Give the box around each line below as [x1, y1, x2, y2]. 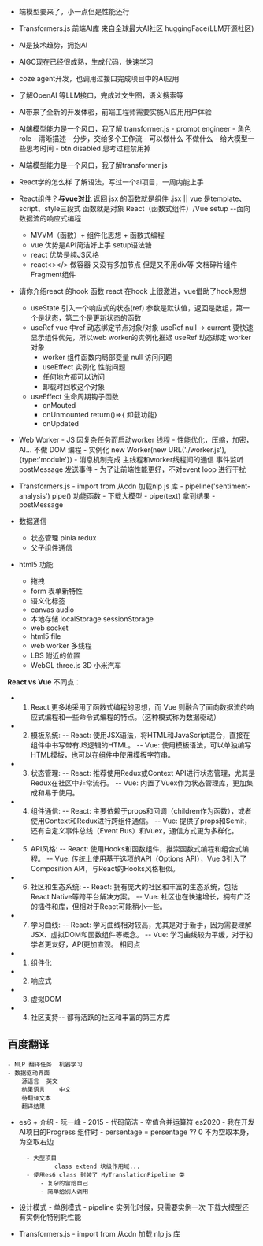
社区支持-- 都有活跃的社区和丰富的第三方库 [30, 1013, 171, 1022]
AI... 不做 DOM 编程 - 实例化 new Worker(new [18, 445, 167, 454]
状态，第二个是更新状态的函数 [44, 313, 142, 322]
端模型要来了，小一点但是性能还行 [18, 7, 130, 16]
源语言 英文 [21, 1077, 58, 1085]
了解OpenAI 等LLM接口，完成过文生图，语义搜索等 [18, 91, 184, 100]
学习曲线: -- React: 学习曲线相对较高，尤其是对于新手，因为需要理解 [30, 920, 252, 929]
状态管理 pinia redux [30, 533, 97, 542]
